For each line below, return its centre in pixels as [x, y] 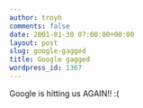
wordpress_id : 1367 [46, 68]
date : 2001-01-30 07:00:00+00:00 [72, 34]
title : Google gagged [50, 59]
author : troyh [36, 18]
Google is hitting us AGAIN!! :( [64, 93]
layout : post [34, 43]
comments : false [40, 26]
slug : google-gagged [48, 51]
